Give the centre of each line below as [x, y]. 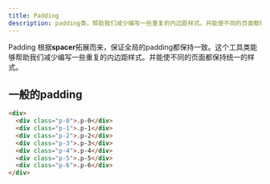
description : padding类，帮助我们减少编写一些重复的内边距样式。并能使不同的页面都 [134, 23]
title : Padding [34, 16]
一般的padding [45, 94]
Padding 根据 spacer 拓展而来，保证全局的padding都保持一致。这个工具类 [129, 47]
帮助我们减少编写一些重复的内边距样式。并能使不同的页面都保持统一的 [131, 57]
